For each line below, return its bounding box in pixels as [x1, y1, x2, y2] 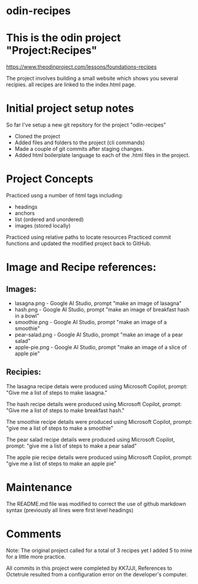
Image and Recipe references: [6, 261, 157, 274]
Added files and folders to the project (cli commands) [14, 139, 145, 146]
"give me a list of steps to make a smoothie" [6, 424, 113, 431]
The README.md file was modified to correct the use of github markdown [6, 500, 186, 507]
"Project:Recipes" [6, 44, 98, 57]
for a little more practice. [6, 553, 66, 560]
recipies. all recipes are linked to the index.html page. [6, 81, 136, 88]
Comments [6, 527, 61, 540]
